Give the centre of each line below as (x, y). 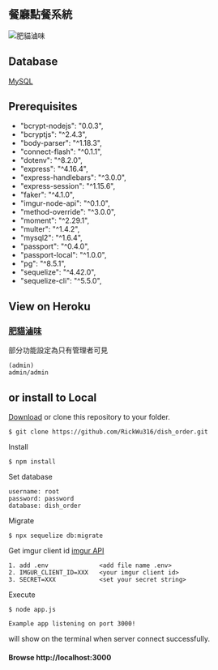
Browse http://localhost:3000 (60, 657)
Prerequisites (43, 107)
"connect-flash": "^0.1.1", (61, 151)
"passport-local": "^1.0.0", (63, 255)
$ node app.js (32, 609)
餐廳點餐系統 (41, 15)
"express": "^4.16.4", (54, 169)
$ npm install (32, 461)
